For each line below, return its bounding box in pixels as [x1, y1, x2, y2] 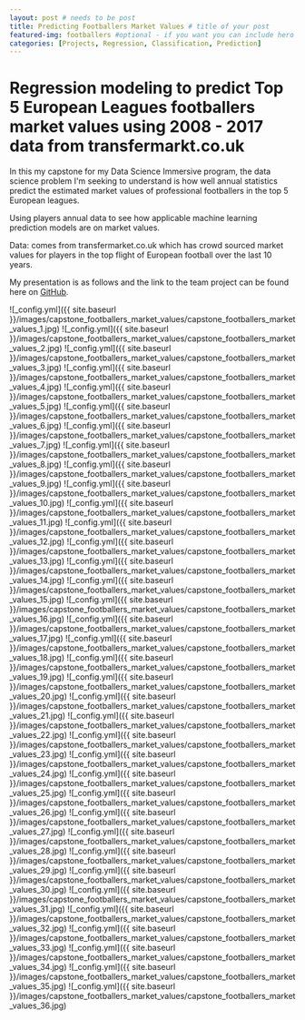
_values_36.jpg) [9, 1000, 67, 1011]
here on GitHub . [9, 287, 69, 298]
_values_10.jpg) [9, 498, 65, 509]
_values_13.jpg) [9, 556, 65, 567]
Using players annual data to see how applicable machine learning [9, 213, 258, 224]
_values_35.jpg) [9, 981, 67, 992]
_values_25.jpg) [9, 788, 67, 799]
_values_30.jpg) [9, 884, 67, 895]
